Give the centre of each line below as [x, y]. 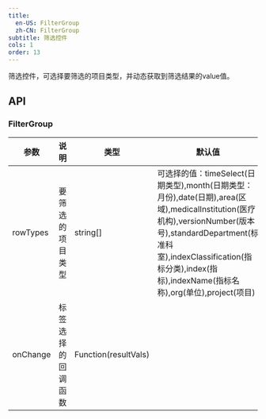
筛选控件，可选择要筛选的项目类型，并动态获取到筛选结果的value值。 [121, 76]
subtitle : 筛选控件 [38, 38]
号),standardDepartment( [204, 233]
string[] [88, 233]
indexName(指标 [201, 280]
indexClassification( [207, 256]
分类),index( [187, 268]
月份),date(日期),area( [198, 197]
